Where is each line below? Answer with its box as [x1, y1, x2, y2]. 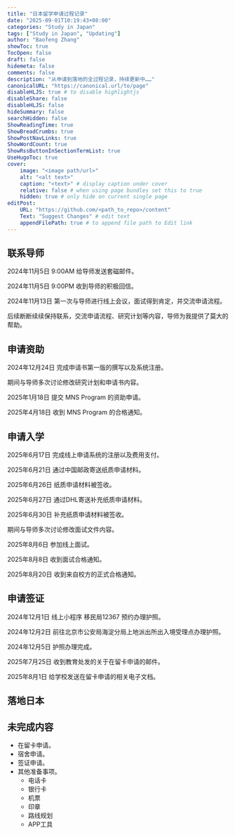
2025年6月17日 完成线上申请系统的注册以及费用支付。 [7, 451, 163, 459]
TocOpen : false [7, 50, 52, 57]
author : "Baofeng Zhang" [7, 37, 80, 44]
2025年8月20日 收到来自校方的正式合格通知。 [7, 570, 140, 578]
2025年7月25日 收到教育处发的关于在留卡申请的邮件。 [7, 657, 164, 666]
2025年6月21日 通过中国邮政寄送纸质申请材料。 [7, 465, 145, 474]
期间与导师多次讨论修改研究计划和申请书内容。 [7, 378, 142, 387]
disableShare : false [7, 96, 68, 103]
